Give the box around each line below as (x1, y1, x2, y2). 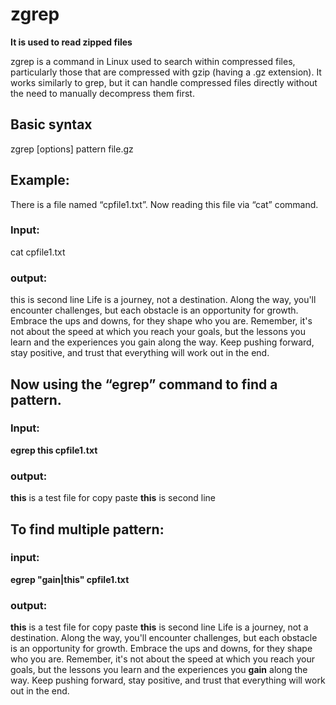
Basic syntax (10, 116, 93, 133)
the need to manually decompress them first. (10, 87, 195, 99)
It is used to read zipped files (10, 36, 133, 48)
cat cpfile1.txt (10, 246, 66, 258)
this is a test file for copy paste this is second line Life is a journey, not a (10, 621, 309, 633)
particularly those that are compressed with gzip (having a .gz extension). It (10, 66, 322, 78)
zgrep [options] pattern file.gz (10, 143, 134, 155)
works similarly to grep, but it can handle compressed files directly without (10, 76, 318, 88)
